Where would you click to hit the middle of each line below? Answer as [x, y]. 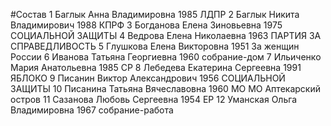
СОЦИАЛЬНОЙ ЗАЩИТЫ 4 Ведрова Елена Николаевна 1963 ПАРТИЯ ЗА [166, 35]
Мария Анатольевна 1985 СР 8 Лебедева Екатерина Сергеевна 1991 [156, 67]
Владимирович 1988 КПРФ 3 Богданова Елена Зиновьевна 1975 [146, 25]
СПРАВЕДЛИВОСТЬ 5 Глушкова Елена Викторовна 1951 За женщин [155, 46]
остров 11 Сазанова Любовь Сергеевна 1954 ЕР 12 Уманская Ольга [154, 99]
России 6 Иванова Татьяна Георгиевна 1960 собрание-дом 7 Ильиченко [166, 57]
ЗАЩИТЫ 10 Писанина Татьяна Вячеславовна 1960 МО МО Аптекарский [165, 88]
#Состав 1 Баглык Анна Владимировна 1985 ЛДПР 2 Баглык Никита [155, 14]
